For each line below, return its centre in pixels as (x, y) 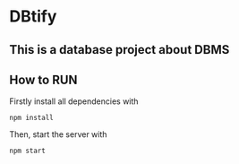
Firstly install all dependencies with (74, 101)
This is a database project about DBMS (119, 50)
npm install (31, 118)
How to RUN (43, 79)
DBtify (33, 17)
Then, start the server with (58, 134)
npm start (28, 151)
